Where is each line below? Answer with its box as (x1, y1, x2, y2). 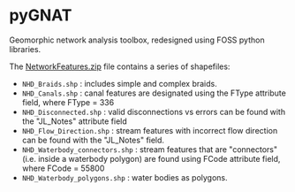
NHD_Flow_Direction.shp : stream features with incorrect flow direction (21, 125, 278, 135)
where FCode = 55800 (21, 163, 105, 173)
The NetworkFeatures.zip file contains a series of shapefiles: (9, 61, 231, 72)
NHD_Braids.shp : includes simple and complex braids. (21, 78, 218, 88)
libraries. (9, 43, 42, 54)
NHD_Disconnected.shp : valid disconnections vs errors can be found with (21, 106, 285, 117)
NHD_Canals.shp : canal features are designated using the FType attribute (21, 88, 287, 98)
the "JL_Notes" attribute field (21, 116, 128, 127)
